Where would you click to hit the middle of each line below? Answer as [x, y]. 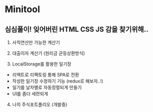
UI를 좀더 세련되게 [30, 94]
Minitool [22, 9]
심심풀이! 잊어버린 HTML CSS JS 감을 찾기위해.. [76, 29]
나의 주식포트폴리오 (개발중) [40, 104]
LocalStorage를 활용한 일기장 [42, 64]
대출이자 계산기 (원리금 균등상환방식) [48, 53]
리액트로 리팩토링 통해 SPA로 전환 [45, 75]
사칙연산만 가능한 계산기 [36, 42]
